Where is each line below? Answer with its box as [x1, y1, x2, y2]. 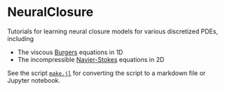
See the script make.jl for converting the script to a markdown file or [7, 69, 206, 77]
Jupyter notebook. [7, 76, 61, 84]
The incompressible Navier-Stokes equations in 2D [17, 55, 165, 63]
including [7, 34, 34, 42]
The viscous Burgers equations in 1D [17, 48, 123, 56]
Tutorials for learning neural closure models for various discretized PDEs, [7, 27, 219, 35]
